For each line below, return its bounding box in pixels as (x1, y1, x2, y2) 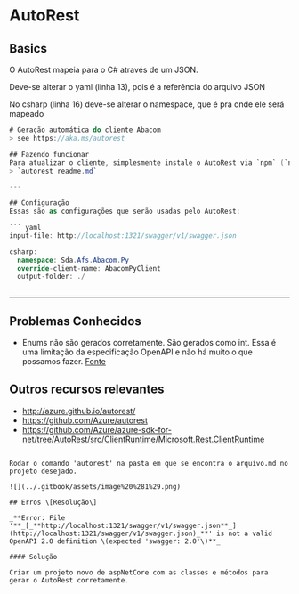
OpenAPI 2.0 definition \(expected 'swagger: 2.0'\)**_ (9, 536, 221, 546)
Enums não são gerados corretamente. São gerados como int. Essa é (21, 337, 277, 347)
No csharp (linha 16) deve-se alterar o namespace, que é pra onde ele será (9, 99, 285, 110)
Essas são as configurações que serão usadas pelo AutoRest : (9, 207, 241, 216)
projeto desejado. (9, 467, 77, 476)
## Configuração (9, 199, 69, 207)
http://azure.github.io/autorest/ (21, 405, 136, 416)
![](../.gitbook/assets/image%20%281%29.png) (9, 482, 181, 491)
